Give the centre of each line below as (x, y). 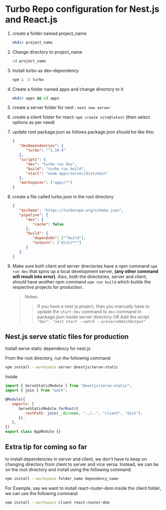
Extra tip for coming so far (46, 447)
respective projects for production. (48, 287)
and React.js (31, 20)
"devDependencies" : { (41, 146)
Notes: (31, 296)
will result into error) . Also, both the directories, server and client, (80, 277)
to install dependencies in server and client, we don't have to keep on (76, 459)
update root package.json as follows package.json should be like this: (83, 132)
